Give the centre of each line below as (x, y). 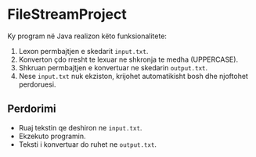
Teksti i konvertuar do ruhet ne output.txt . (88, 144)
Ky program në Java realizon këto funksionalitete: (87, 36)
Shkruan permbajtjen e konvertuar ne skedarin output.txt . (113, 67)
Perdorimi (32, 109)
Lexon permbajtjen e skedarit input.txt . (83, 51)
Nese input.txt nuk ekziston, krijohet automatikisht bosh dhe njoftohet (133, 76)
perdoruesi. (37, 84)
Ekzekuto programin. (52, 136)
